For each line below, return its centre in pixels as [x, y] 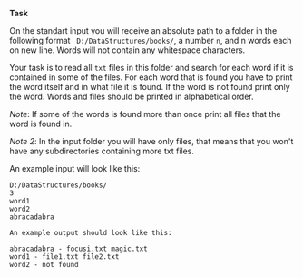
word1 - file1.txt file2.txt [64, 257]
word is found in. [41, 124]
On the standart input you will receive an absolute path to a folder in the [143, 30]
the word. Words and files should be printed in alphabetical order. [132, 96]
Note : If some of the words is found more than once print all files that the [145, 114]
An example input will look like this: [75, 168]
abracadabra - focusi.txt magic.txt [78, 249]
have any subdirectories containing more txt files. [102, 151]
